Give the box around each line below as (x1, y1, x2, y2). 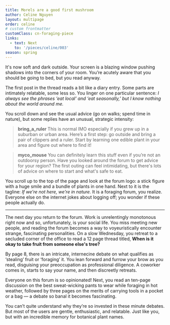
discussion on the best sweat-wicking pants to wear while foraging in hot (5, 282, 158, 288)
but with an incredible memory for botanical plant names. (5, 313, 124, 320)
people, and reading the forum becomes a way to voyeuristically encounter (5, 224, 162, 231)
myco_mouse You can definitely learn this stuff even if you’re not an (17, 152, 161, 158)
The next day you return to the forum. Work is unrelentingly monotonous (5, 214, 156, 220)
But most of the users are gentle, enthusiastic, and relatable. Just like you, (5, 308, 160, 314)
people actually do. (5, 199, 46, 206)
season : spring (5, 50, 37, 55)
